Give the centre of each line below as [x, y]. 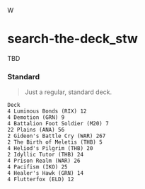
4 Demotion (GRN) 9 [36, 118]
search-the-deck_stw [72, 39]
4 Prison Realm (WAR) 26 [44, 161]
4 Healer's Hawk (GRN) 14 [45, 173]
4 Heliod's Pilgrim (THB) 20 [50, 149]
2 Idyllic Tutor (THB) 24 [45, 155]
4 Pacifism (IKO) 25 [38, 167]
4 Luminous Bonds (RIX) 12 [47, 111]
